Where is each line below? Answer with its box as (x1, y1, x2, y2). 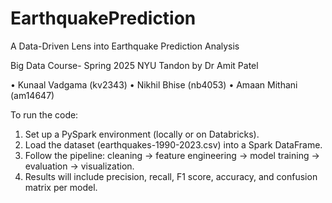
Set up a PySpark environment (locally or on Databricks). (24, 128, 260, 140)
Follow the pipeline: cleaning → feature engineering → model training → (24, 149, 320, 161)
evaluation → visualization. (24, 160, 135, 172)
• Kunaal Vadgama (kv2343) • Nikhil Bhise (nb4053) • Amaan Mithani (10, 78, 298, 91)
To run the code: (10, 108, 79, 121)
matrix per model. (24, 181, 98, 193)
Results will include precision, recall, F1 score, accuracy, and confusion (24, 170, 318, 182)
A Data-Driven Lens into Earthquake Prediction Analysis (10, 40, 240, 52)
